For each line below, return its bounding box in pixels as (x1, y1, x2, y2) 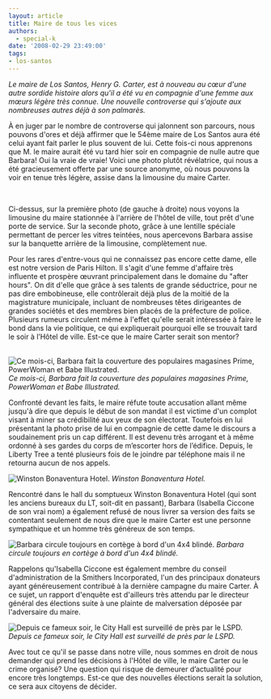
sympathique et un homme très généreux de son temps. (8, 524, 196, 534)
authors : (8, 27, 38, 35)
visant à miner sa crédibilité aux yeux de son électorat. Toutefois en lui (8, 414, 243, 424)
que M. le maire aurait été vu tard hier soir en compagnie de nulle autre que (8, 147, 260, 157)
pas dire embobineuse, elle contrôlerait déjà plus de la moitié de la (8, 289, 230, 298)
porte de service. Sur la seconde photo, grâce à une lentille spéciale (8, 221, 236, 231)
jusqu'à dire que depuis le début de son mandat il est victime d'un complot (8, 406, 257, 416)
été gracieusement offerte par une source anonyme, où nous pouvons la (8, 164, 250, 174)
